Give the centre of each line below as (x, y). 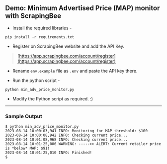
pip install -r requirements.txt (40, 37)
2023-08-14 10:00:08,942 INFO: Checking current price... (66, 135)
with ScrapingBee (33, 16)
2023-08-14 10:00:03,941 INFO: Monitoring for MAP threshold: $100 (77, 131)
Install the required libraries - (42, 28)
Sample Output (24, 116)
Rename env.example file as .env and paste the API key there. (75, 71)
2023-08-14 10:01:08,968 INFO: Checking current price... (66, 140)
